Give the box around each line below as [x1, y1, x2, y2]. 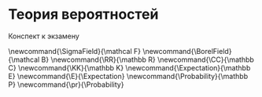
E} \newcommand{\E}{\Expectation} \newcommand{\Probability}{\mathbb [8, 71, 249, 81]
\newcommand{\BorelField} [142, 46, 232, 56]
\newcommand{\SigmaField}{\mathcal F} [8, 46, 142, 56]
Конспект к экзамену [8, 31, 80, 41]
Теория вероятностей [8, 5, 159, 23]
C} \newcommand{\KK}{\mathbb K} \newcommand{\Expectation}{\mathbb [8, 63, 251, 72]
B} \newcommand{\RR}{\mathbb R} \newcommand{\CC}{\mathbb [41, 55, 254, 64]
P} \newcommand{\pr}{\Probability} [8, 80, 124, 89]
